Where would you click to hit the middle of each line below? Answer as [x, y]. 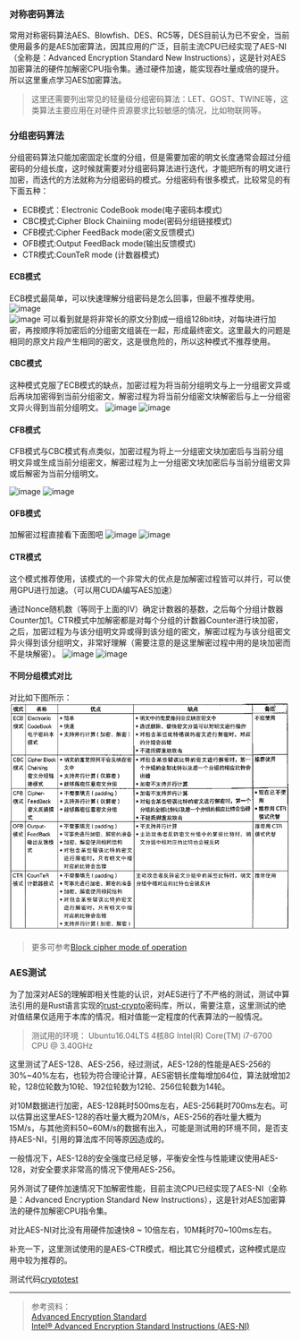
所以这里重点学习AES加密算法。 [68, 80]
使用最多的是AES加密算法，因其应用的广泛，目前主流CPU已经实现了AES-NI [148, 47]
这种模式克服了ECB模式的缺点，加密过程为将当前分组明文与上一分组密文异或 [150, 385]
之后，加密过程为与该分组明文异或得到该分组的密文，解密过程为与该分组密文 [150, 631]
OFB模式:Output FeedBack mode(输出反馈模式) [109, 243]
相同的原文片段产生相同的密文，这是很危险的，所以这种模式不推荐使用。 [142, 341]
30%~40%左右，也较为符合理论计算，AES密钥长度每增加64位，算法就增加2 [150, 1075]
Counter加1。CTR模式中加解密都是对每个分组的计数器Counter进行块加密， [146, 620]
